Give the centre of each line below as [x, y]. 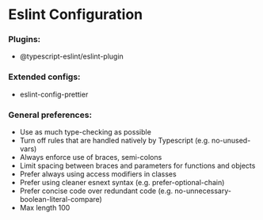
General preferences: [50, 115]
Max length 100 [45, 208]
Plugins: [25, 40]
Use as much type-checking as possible [86, 132]
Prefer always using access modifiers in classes [98, 174]
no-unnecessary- [203, 191]
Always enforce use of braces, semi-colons [91, 157]
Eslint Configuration [76, 15]
